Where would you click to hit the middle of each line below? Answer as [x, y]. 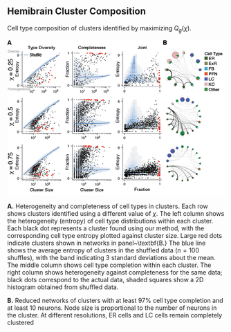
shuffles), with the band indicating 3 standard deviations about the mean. [111, 257]
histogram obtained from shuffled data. [63, 287]
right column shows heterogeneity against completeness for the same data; [115, 272]
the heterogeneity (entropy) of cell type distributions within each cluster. [110, 221]
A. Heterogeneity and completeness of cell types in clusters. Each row [108, 206]
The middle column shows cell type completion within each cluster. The [109, 265]
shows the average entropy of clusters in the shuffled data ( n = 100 [103, 250]
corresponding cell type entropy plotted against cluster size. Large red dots [115, 235]
